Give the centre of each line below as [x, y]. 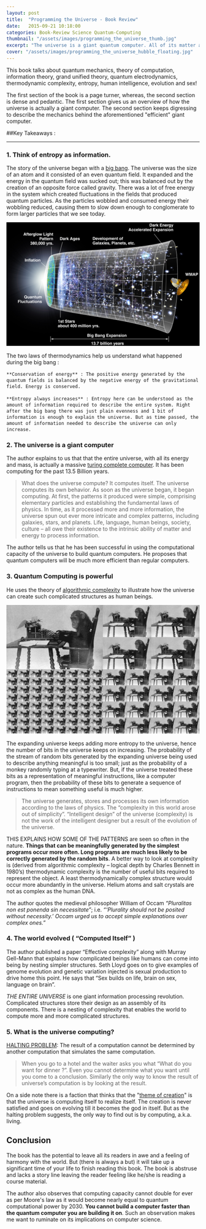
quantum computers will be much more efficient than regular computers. [98, 560]
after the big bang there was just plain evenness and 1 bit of [90, 412]
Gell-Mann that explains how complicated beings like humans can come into [103, 958]
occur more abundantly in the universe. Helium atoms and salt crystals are [100, 884]
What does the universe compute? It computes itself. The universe [105, 483]
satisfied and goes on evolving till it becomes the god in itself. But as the [97, 1108]
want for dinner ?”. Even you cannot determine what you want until [105, 1070]
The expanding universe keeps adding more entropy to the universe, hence [101, 743]
